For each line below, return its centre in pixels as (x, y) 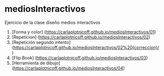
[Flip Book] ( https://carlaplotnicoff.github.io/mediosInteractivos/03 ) (80, 57)
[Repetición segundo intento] (41, 42)
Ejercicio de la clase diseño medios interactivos (53, 22)
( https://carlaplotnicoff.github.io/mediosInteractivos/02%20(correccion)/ (85, 47)
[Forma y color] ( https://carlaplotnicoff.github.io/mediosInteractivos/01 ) (84, 32)
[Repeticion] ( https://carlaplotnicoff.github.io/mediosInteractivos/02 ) (81, 37)
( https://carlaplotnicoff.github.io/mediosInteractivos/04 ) (68, 68)
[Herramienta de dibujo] (36, 63)
